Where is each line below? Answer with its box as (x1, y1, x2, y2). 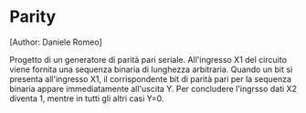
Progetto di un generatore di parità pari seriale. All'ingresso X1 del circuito (9, 54, 288, 65)
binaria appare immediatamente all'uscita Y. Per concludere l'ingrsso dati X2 (9, 83, 297, 94)
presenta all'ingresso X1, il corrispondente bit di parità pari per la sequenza (9, 73, 292, 84)
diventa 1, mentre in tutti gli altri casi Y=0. (9, 93, 164, 104)
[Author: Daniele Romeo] (9, 36, 102, 47)
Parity (9, 6, 57, 27)
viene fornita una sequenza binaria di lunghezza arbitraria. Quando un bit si (9, 64, 293, 75)
